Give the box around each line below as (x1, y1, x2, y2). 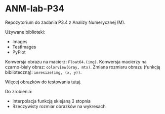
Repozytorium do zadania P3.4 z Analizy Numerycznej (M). (5, 19, 125, 25)
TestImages (12, 44, 36, 50)
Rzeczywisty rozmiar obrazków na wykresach (12, 103, 106, 109)
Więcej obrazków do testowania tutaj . (5, 79, 82, 85)
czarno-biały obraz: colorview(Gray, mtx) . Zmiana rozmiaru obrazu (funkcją (5, 64, 161, 70)
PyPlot (12, 49, 26, 55)
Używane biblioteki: (5, 29, 45, 35)
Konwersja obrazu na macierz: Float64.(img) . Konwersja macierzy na (5, 58, 147, 64)
